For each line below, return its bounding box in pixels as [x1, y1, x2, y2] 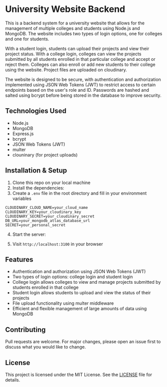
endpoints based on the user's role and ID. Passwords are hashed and [5, 87, 150, 93]
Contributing [5, 325, 46, 334]
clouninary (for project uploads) [12, 152, 78, 158]
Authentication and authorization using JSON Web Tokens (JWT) [12, 268, 146, 275]
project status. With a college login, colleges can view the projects [5, 51, 142, 57]
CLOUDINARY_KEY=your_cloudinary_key [5, 209, 81, 214]
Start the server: [12, 231, 46, 237]
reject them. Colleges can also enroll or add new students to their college [5, 61, 156, 67]
